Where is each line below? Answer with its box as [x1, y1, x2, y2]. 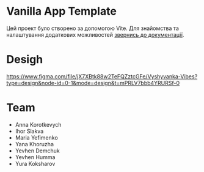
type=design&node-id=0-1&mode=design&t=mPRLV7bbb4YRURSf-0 [6, 79, 180, 86]
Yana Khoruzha [15, 140, 54, 148]
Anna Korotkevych [15, 121, 62, 128]
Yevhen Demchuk [15, 147, 60, 154]
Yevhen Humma [15, 153, 56, 160]
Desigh [6, 53, 43, 67]
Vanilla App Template [6, 4, 117, 18]
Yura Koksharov [15, 160, 56, 167]
